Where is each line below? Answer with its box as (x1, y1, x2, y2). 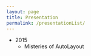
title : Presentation (6, 14, 59, 20)
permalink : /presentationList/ (6, 20, 86, 26)
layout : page (6, 8, 39, 15)
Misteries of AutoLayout (24, 43, 84, 50)
